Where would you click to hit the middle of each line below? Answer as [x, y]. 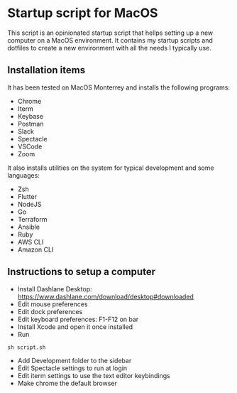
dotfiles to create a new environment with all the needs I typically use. [109, 48]
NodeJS [29, 204]
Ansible [29, 227]
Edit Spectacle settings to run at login [72, 368]
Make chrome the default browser [67, 383]
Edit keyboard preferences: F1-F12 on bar [78, 319]
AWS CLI [31, 242]
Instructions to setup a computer [82, 272]
